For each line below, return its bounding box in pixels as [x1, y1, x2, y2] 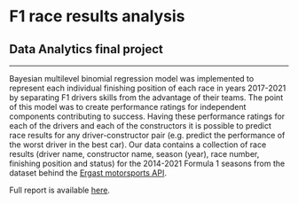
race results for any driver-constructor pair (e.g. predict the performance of [9, 130, 286, 140]
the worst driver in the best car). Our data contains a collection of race [9, 139, 267, 150]
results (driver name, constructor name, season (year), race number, [9, 149, 260, 159]
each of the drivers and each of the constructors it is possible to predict [9, 121, 272, 130]
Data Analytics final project [9, 42, 164, 57]
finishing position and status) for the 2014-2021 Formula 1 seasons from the [9, 158, 286, 169]
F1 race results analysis [9, 6, 185, 27]
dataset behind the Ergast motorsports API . [9, 168, 167, 178]
